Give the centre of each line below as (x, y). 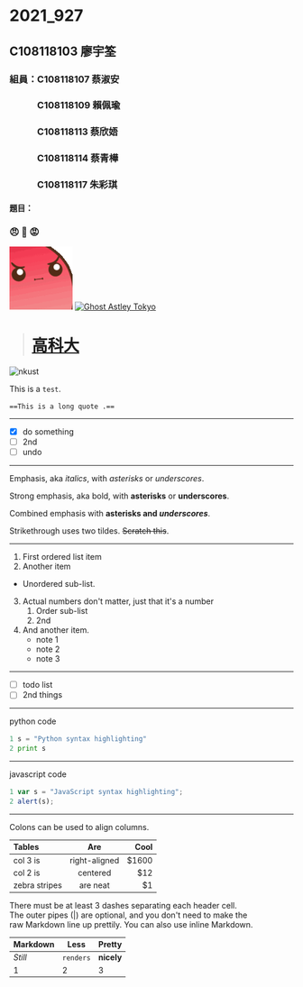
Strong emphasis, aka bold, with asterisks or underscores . (119, 496)
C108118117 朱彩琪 (78, 185)
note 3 (48, 659)
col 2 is (27, 873)
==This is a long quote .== (62, 407)
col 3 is (27, 860)
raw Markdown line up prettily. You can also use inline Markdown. (131, 924)
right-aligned (95, 860)
